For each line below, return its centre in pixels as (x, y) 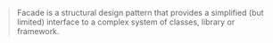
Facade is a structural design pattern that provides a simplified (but (140, 13)
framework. (38, 31)
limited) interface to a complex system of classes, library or (126, 22)
